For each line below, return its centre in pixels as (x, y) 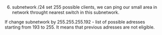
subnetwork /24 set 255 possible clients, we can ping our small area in (84, 7)
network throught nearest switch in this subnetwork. (66, 12)
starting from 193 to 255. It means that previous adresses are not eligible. (80, 27)
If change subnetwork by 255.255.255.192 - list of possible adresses (75, 22)
